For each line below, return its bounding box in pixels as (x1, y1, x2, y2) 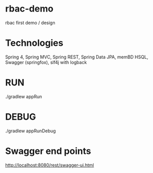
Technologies (5, 37, 64, 49)
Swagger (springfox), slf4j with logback (5, 59, 87, 65)
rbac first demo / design (5, 20, 55, 26)
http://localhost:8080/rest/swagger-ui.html (5, 162, 94, 168)
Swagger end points (5, 145, 92, 156)
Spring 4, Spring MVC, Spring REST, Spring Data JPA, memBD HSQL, (5, 54, 148, 60)
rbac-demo (5, 3, 54, 15)
